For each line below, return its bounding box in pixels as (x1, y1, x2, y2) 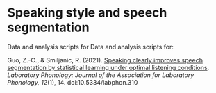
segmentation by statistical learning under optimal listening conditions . (7, 63, 210, 71)
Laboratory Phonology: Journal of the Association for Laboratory (7, 71, 194, 79)
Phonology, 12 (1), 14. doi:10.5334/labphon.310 (7, 78, 138, 86)
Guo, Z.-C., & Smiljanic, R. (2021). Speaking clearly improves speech (7, 56, 203, 64)
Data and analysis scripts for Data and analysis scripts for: (7, 42, 174, 51)
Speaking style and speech (7, 5, 167, 21)
